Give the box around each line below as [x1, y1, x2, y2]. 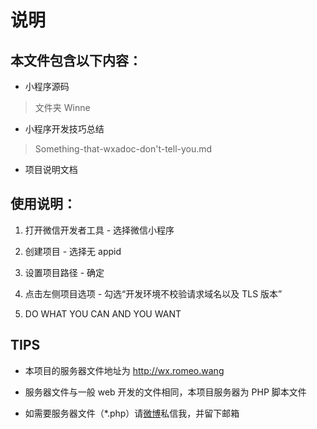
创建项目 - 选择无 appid [24, 245, 122, 257]
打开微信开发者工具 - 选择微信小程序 [24, 224, 175, 236]
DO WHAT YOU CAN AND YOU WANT [24, 307, 182, 320]
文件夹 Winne [34, 102, 91, 113]
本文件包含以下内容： [10, 52, 142, 69]
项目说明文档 [24, 164, 78, 175]
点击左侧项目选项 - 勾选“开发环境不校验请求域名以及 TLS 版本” [24, 287, 283, 300]
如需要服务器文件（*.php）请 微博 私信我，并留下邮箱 [24, 407, 240, 419]
